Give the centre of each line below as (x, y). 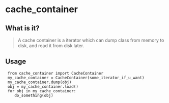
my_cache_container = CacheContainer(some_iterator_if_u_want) (76, 78)
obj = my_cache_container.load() (43, 87)
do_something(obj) (34, 95)
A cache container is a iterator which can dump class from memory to (91, 40)
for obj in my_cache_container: (42, 91)
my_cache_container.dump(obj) (39, 82)
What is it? (22, 28)
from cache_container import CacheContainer (55, 73)
